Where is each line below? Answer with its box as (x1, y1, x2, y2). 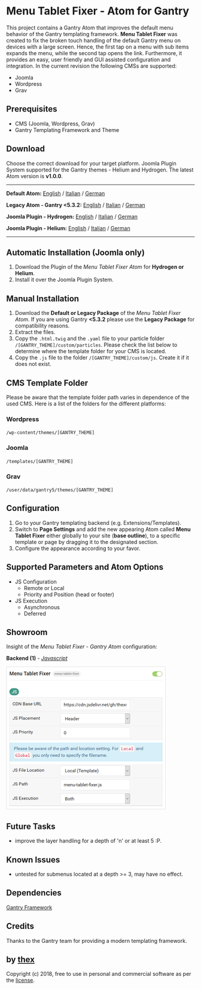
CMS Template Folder (6, 378, 89, 388)
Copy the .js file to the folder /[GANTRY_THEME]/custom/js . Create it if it (14, 354, 190, 361)
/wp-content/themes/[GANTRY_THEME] (6, 430, 95, 436)
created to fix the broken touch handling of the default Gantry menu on (6, 37, 181, 44)
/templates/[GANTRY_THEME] (6, 458, 74, 464)
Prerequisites (6, 104, 57, 115)
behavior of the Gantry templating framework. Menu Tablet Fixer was (6, 30, 178, 37)
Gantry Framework (6, 904, 53, 911)
